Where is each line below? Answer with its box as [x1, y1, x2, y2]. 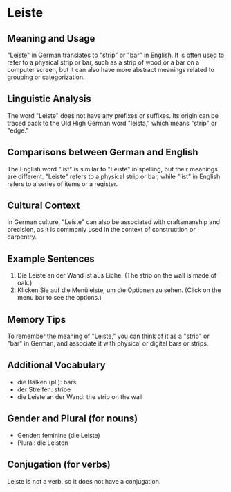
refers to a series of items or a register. [7, 179, 118, 188]
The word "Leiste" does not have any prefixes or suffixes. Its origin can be [7, 111, 219, 119]
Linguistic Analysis [7, 93, 91, 105]
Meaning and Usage [7, 33, 95, 44]
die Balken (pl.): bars [17, 378, 77, 386]
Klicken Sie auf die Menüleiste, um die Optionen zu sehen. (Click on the [17, 286, 221, 294]
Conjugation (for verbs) [7, 459, 111, 470]
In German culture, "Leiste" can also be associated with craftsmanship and [7, 218, 220, 226]
